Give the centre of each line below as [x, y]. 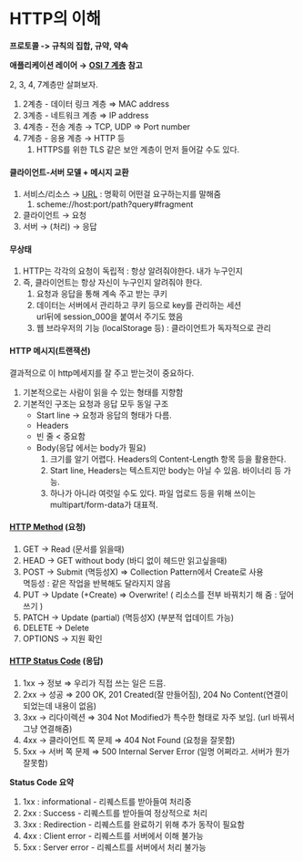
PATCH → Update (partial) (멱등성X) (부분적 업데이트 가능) [128, 617]
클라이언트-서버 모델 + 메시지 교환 [69, 172]
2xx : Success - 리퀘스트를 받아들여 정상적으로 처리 [115, 813]
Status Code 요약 [42, 782]
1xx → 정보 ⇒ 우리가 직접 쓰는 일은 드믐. [94, 683]
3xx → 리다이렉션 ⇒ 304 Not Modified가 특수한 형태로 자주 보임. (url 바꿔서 [159, 717]
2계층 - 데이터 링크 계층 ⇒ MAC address [96, 104]
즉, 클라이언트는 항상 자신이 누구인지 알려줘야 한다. [112, 283]
